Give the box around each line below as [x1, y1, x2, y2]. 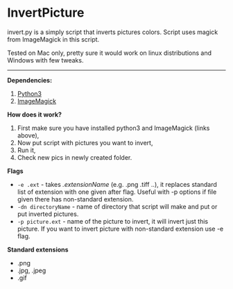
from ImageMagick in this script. [7, 35, 100, 43]
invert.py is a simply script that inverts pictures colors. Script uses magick [7, 28, 218, 36]
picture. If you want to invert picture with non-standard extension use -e [17, 224, 224, 233]
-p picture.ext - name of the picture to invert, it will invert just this [17, 217, 209, 225]
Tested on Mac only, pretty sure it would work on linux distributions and [7, 49, 212, 57]
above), [17, 131, 40, 140]
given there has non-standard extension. [17, 195, 134, 203]
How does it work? [7, 110, 62, 119]
